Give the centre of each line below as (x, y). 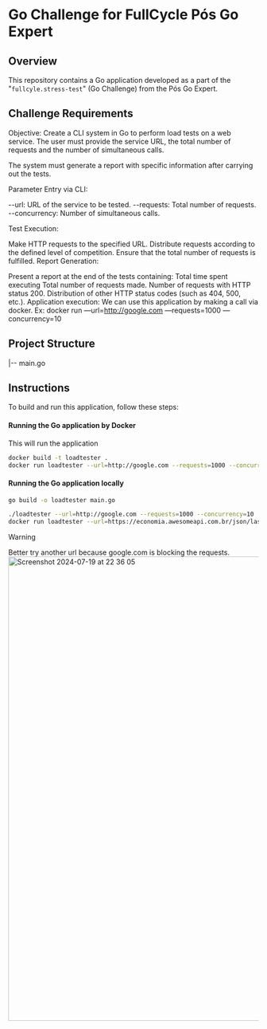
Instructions (39, 388)
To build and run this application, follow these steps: (93, 407)
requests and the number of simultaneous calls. (86, 150)
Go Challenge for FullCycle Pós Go (124, 15)
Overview (33, 61)
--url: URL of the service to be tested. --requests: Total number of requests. (132, 204)
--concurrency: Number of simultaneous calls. (84, 213)
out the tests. (30, 174)
